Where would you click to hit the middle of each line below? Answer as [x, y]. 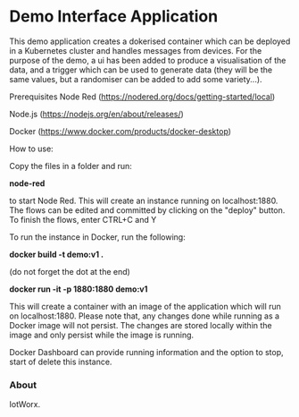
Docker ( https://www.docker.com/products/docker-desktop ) [120, 131]
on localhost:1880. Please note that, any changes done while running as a [144, 316]
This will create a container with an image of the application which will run [145, 306]
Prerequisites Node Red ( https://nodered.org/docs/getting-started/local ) [142, 97]
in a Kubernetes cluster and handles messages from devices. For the [136, 50]
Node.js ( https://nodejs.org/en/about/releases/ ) [97, 114]
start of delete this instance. [61, 362]
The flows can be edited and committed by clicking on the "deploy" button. [147, 210]
